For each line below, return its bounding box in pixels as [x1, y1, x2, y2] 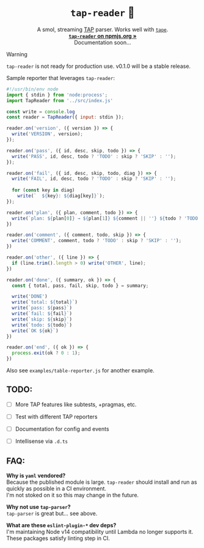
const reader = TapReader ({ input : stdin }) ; [6, 114, 124, 120]
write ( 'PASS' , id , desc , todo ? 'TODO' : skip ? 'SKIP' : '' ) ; [12, 153, 177, 160]
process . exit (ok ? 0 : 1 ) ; [12, 350, 81, 357]
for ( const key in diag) [12, 187, 75, 193]
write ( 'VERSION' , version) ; [12, 131, 84, 137]
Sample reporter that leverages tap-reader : [6, 74, 115, 81]
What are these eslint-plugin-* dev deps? [6, 521, 117, 528]
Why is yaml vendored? [6, 472, 66, 479]
